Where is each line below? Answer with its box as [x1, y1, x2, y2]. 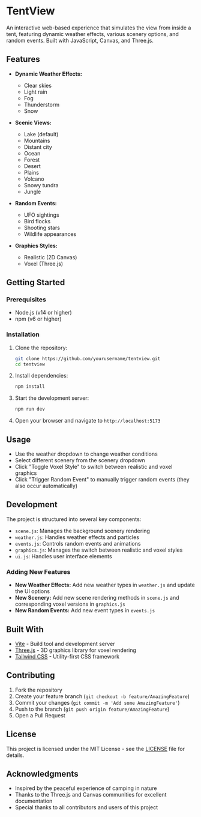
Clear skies [23, 82, 52, 89]
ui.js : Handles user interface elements [14, 552, 112, 559]
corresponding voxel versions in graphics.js [14, 600, 125, 607]
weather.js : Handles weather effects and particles [14, 533, 140, 541]
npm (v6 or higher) [14, 315, 62, 322]
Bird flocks [23, 217, 51, 225]
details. [6, 752, 25, 759]
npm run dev [14, 406, 45, 412]
